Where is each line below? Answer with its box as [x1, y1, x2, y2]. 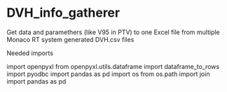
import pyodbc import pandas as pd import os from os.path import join [6, 70, 210, 78]
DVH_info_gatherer [6, 5, 121, 21]
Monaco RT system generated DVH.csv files [6, 35, 135, 43]
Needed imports [6, 49, 54, 57]
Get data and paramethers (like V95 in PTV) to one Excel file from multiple [6, 28, 220, 36]
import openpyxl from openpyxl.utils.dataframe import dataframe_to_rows [6, 62, 220, 70]
